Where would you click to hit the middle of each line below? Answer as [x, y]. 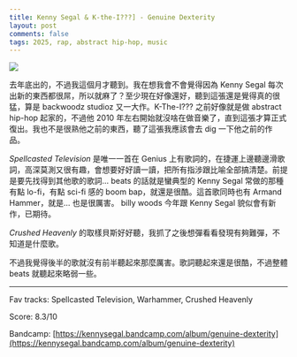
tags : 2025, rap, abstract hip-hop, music [88, 42]
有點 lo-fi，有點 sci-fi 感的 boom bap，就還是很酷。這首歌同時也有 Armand [146, 192]
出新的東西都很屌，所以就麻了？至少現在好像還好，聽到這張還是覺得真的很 [145, 96]
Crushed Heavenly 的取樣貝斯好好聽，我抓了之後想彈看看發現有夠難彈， [141, 233]
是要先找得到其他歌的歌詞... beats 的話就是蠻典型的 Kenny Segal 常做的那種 [147, 181]
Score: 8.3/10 [33, 317]
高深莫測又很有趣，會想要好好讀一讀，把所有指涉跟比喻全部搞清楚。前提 [156, 170]
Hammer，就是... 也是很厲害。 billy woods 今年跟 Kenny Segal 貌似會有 [139, 203]
